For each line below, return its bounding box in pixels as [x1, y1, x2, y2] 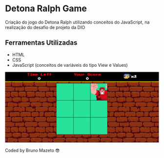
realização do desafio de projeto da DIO [5, 24, 85, 30]
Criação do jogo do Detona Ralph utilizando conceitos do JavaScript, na [5, 19, 150, 25]
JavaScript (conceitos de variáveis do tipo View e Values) [12, 62, 128, 68]
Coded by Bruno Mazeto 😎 [5, 148, 60, 154]
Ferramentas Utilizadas [5, 39, 78, 47]
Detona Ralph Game [5, 3, 87, 14]
